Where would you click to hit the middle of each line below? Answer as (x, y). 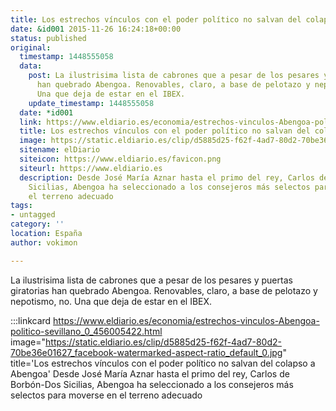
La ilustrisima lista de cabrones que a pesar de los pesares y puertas (151, 280)
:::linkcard (31, 320)
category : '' (37, 224)
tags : (21, 206)
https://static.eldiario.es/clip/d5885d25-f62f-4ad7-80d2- (163, 342)
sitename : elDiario (60, 150)
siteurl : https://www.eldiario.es (91, 168)
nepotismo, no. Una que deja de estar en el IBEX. (111, 301)
